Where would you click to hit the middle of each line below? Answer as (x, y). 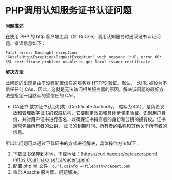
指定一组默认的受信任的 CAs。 (46, 95)
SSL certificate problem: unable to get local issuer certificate (78, 62)
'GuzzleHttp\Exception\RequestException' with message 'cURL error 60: (83, 57)
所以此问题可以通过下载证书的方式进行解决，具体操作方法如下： (73, 143)
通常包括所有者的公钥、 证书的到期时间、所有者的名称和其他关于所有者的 (90, 126)
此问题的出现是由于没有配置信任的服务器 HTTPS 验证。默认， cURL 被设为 (84, 83)
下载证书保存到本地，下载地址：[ (47, 154)
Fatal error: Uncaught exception (41, 53)
